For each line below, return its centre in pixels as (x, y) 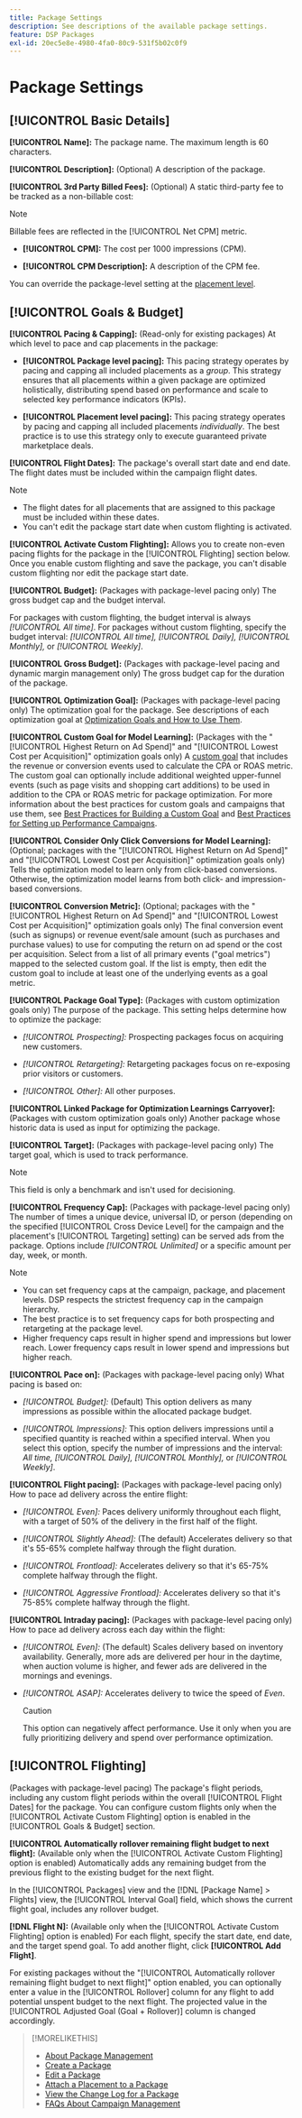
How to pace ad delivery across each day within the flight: (117, 1630)
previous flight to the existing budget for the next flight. (112, 1872)
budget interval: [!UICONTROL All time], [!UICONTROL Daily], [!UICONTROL (150, 637)
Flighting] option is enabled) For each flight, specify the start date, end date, (151, 1936)
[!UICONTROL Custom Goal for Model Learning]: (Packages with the (138, 737)
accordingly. (32, 2021)
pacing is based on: (46, 1385)
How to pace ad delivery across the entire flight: (99, 1495)
